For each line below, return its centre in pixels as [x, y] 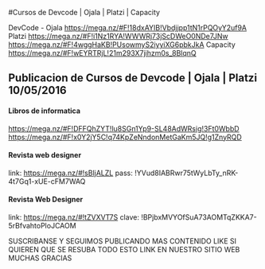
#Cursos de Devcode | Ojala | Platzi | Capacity [84, 12]
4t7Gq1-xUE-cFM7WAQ [47, 181]
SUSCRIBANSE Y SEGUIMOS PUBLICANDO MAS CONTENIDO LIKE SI [123, 241]
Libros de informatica [45, 111]
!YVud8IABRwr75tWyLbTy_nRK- [186, 173]
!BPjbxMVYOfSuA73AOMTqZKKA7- [199, 217]
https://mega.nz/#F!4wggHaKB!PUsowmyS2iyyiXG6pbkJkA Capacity [122, 45]
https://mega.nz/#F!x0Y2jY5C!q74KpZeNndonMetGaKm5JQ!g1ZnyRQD [125, 137]
